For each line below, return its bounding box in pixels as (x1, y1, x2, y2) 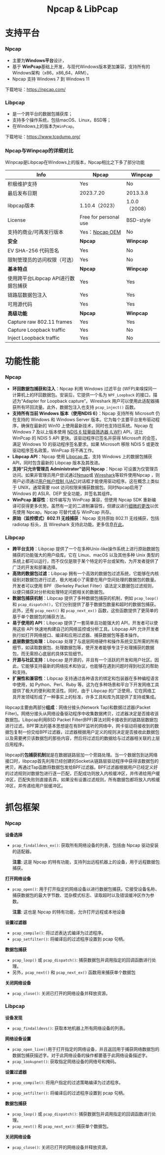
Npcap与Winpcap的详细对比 (5, 147, 74, 154)
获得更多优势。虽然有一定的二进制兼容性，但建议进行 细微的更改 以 (21, 502, 155, 509)
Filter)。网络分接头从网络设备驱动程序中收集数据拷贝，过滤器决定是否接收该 (5, 711, 159, 717)
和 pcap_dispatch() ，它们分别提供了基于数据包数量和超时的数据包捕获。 (12, 601, 159, 608)
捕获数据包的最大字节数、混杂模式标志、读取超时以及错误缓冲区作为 (12, 892, 150, 898)
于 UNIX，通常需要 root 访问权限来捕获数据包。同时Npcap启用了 (12, 484, 143, 490)
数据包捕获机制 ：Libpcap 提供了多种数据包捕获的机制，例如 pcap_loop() (12, 595, 159, 601)
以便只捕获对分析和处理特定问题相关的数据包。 (12, 589, 107, 595)
